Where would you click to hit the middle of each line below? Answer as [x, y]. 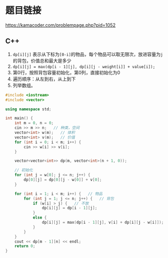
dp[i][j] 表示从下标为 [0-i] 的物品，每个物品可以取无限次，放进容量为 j [88, 54]
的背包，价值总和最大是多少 [42, 61]
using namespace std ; [28, 109]
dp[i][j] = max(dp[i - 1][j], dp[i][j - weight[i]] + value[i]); [84, 67]
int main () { [19, 118]
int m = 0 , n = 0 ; [34, 123]
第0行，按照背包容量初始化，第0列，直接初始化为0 [66, 72]
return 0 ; [25, 246]
